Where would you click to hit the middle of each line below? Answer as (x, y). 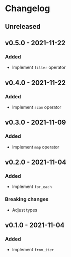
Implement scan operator (37, 107)
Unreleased (23, 27)
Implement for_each (32, 187)
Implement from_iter (33, 250)
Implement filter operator (39, 67)
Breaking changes (27, 199)
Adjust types (25, 210)
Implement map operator (35, 147)
